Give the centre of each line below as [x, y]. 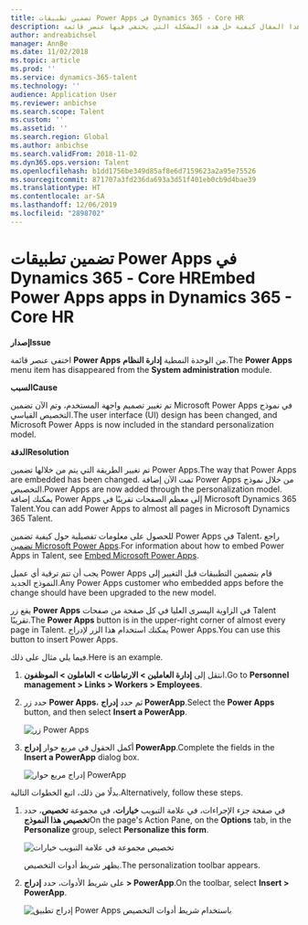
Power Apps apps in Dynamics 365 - [151, 297]
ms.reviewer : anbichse [53, 103]
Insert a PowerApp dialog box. [81, 757]
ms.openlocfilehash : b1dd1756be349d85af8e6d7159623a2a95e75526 [133, 171]
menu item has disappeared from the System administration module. [141, 369]
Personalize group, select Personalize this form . [116, 829]
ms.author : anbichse [50, 145]
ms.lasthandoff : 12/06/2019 [64, 205]
